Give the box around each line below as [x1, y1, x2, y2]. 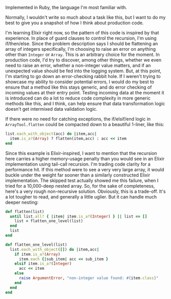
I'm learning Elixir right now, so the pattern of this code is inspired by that [5, 30, 159, 35]
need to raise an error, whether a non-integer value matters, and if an [5, 63, 151, 68]
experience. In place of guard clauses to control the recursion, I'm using [5, 35, 157, 41]
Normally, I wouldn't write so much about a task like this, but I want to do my [5, 14, 166, 20]
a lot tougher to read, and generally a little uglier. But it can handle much [5, 193, 157, 200]
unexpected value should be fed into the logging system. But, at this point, [5, 68, 162, 74]
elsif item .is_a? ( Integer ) [14, 261, 72, 266]
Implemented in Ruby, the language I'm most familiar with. [5, 5, 128, 10]
